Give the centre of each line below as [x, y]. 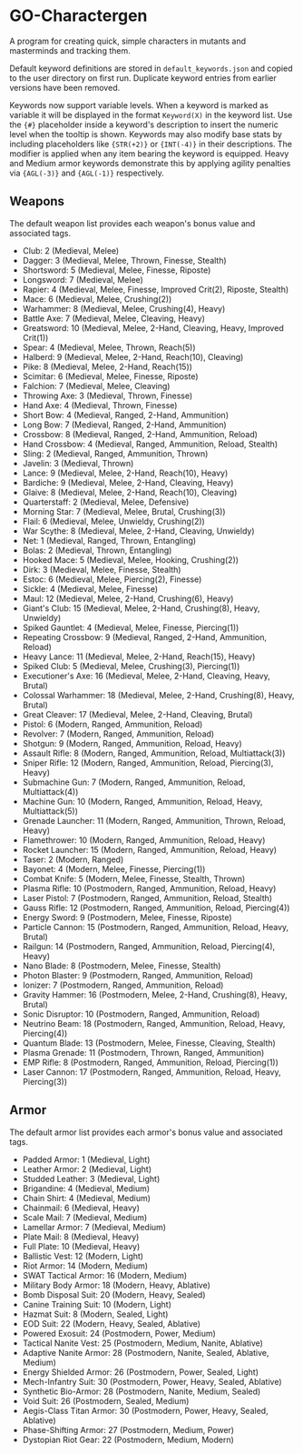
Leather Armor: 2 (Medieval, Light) [87, 1168]
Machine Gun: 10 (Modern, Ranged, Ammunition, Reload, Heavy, [142, 801]
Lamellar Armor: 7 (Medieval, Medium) [94, 1227]
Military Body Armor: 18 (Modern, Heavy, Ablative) [116, 1285]
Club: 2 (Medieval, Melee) [71, 250]
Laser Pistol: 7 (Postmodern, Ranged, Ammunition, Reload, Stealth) [147, 897]
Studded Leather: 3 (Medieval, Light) [91, 1178]
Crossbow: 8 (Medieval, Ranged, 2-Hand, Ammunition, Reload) [140, 434]
